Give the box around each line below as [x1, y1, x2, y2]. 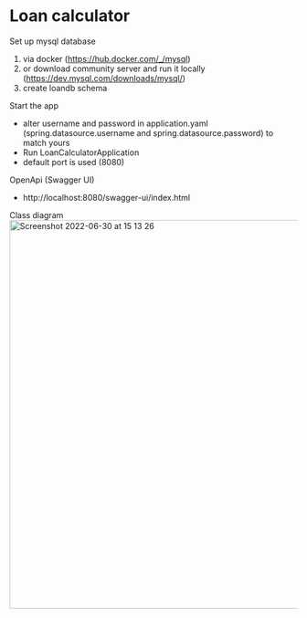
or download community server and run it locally [22, 63, 206, 74]
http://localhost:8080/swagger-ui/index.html [22, 192, 190, 203]
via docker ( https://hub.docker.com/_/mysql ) [22, 53, 191, 64]
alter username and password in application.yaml [22, 118, 208, 129]
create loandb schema [22, 82, 108, 93]
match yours [22, 137, 70, 148]
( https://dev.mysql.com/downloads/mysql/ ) [22, 72, 185, 83]
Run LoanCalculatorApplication [22, 147, 140, 158]
